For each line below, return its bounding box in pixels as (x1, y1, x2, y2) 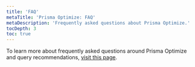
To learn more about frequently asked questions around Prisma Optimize (6, 47, 187, 54)
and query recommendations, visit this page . (6, 54, 118, 61)
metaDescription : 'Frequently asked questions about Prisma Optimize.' (6, 20, 190, 26)
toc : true (6, 31, 31, 37)
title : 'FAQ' (6, 8, 39, 15)
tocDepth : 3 (6, 25, 36, 32)
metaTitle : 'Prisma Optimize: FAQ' (6, 14, 96, 20)
